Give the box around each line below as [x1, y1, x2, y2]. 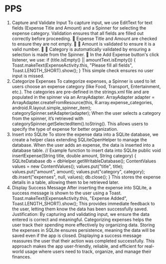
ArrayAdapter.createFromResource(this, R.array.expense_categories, [11, 99, 153, 105]
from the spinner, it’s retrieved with [11, 115, 84, 121]
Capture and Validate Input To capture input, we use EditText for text [11, 20, 153, 26]
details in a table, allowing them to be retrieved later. [11, 179, 120, 185]
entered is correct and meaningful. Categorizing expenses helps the [11, 216, 152, 222]
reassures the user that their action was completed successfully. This [11, 237, 155, 243]
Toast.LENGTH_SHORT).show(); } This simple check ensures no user [11, 67, 154, 73]
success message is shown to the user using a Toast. [11, 190, 122, 196]
